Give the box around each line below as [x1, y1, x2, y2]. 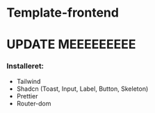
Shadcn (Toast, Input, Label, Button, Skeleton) [16, 85, 149, 93]
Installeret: [6, 61, 44, 71]
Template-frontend [6, 5, 120, 21]
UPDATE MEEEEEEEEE [6, 37, 136, 53]
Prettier [16, 92, 38, 100]
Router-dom [16, 99, 51, 107]
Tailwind [16, 77, 41, 85]
